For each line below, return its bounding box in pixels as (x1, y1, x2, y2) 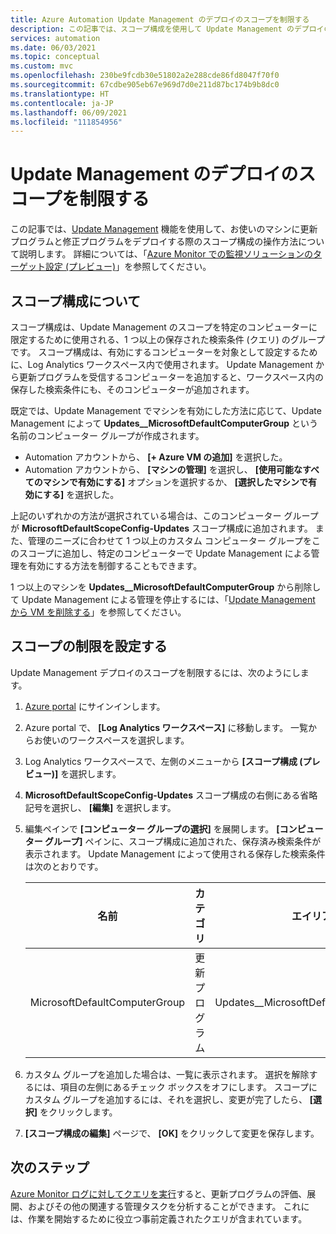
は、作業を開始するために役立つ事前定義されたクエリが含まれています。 (10, 1212, 308, 1225)
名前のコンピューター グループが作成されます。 (10, 430, 205, 441)
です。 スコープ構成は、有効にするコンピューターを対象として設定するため (10, 346, 318, 358)
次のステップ (10, 1159, 90, 1176)
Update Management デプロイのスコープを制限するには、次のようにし (10, 666, 301, 678)
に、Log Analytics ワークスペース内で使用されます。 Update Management (10, 359, 314, 370)
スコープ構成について (10, 292, 142, 310)
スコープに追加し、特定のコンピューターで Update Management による (18, 547, 312, 559)
